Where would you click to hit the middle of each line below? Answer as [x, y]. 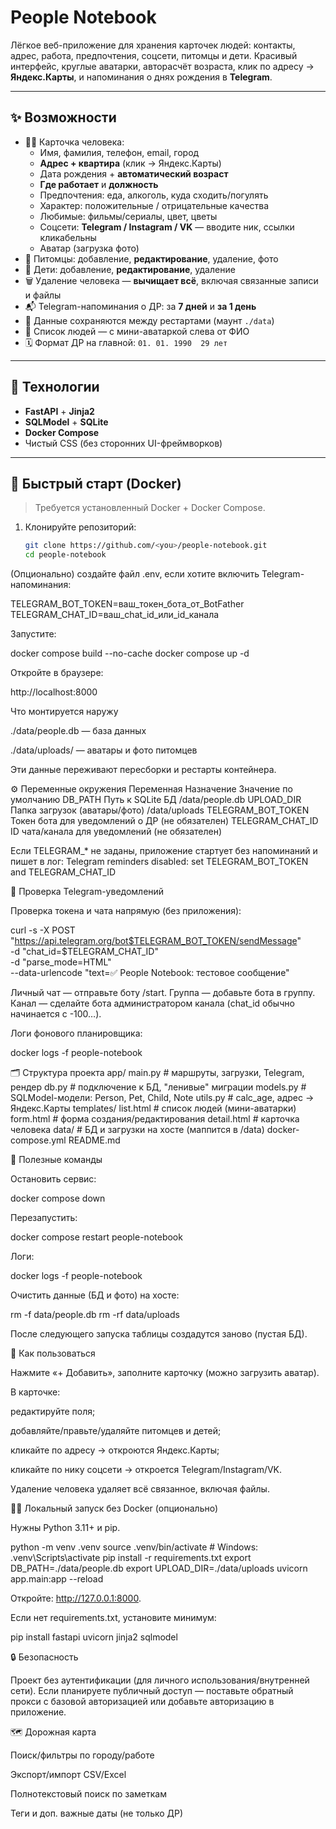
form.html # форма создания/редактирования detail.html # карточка [155, 1119]
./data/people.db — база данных [78, 731]
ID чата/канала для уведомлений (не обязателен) [116, 832]
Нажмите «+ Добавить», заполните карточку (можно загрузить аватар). [165, 1373]
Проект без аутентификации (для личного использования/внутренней [160, 1680]
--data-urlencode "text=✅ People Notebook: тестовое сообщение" [150, 973]
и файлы [43, 295]
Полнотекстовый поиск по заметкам [89, 1794]
